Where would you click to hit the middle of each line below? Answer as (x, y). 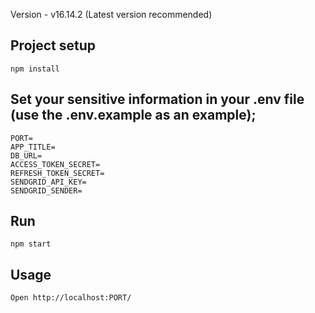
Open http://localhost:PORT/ (71, 298)
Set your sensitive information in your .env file (157, 99)
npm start (31, 244)
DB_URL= (26, 155)
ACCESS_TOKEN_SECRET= (55, 164)
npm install (35, 69)
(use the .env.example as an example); (133, 115)
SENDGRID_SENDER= (46, 190)
